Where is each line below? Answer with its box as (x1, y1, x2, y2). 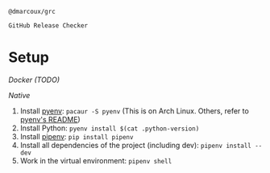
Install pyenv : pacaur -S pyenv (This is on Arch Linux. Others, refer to (19, 105, 250, 116)
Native (8, 90, 31, 100)
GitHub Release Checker (8, 22, 89, 30)
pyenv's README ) (19, 114, 81, 124)
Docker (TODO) (8, 75, 60, 84)
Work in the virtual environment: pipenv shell (19, 155, 172, 165)
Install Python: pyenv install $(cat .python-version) (19, 123, 200, 133)
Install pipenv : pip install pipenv (19, 131, 134, 141)
